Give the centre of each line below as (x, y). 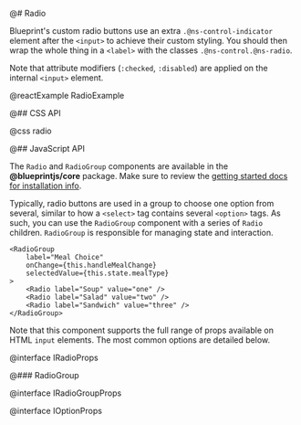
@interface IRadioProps (54, 357)
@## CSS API (35, 113)
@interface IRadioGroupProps (66, 393)
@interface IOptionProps (56, 411)
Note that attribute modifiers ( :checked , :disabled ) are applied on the (139, 68)
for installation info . (46, 186)
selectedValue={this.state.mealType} (98, 273)
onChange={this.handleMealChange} (91, 265)
